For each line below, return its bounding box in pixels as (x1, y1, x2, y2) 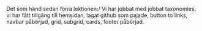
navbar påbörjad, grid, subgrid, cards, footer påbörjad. (6, 18, 144, 25)
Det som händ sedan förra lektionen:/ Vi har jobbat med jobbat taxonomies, (6, 5, 196, 12)
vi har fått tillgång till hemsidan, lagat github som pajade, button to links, (6, 12, 188, 19)
